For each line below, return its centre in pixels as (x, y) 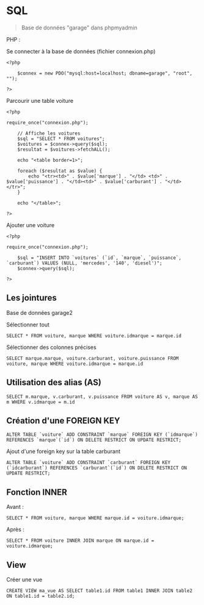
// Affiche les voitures (49, 133)
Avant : (15, 507)
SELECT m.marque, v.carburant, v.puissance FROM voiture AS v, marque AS (102, 396)
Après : (15, 530)
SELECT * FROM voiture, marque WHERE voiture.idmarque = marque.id (94, 336)
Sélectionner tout (28, 325)
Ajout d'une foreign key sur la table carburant (64, 451)
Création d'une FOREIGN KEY (63, 420)
